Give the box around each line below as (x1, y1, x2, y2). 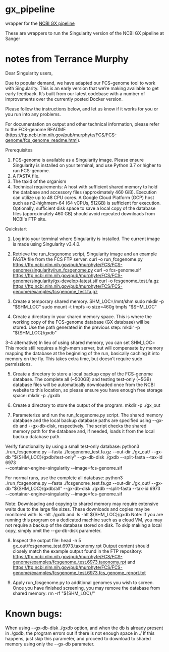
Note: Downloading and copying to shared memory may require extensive (5, 501, 159, 507)
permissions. (5, 361, 32, 367)
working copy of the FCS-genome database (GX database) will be (12, 319, 150, 325)
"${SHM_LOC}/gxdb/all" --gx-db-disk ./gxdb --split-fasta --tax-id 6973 (12, 485, 160, 491)
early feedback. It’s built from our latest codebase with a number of (5, 90, 145, 97)
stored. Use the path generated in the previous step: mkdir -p (12, 324, 140, 330)
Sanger (5, 35, 21, 42)
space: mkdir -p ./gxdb (12, 392, 61, 398)
